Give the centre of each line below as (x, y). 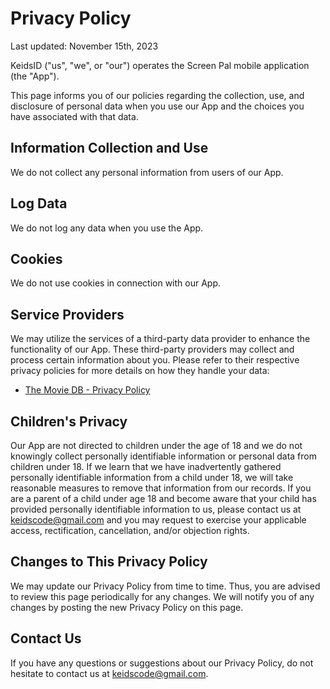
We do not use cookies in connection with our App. (116, 283)
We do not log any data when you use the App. (107, 228)
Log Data (39, 203)
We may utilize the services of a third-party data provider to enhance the (160, 339)
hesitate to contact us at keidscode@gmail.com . (109, 673)
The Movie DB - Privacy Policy (87, 390)
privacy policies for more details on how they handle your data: (140, 371)
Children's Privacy (69, 421)
